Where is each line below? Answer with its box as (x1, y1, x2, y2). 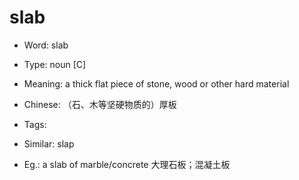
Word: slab (23, 39, 69, 51)
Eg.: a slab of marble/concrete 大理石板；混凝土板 (23, 158, 231, 170)
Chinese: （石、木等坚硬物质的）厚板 (23, 98, 177, 110)
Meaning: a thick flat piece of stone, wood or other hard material (23, 77, 290, 90)
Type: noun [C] (23, 58, 87, 70)
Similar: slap (23, 137, 75, 150)
